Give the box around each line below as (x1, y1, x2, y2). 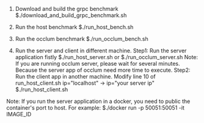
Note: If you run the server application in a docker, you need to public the (6, 97, 191, 105)
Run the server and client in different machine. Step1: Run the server (15, 47, 187, 54)
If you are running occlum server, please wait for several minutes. (15, 60, 180, 67)
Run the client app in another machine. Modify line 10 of (15, 73, 156, 80)
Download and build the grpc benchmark (15, 5, 118, 12)
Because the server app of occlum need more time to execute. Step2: (15, 66, 191, 74)
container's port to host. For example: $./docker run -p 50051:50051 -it (6, 104, 184, 111)
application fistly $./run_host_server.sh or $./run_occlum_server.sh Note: (15, 54, 199, 60)
